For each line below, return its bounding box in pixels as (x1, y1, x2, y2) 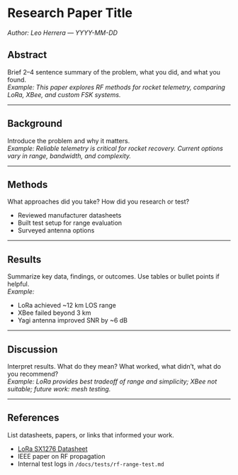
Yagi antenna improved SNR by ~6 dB (17, 316, 128, 325)
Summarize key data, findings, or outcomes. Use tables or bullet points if (7, 272, 220, 281)
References (7, 412, 59, 424)
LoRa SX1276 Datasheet (17, 445, 88, 453)
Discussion (7, 343, 58, 355)
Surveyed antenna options (17, 226, 95, 235)
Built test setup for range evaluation (17, 218, 123, 228)
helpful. (7, 280, 30, 289)
